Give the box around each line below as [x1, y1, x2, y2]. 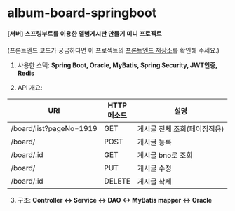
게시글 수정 [137, 163, 172, 173]
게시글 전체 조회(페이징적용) [137, 124, 224, 134]
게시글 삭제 [137, 177, 172, 186]
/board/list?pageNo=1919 [11, 124, 98, 134]
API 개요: [17, 83, 43, 92]
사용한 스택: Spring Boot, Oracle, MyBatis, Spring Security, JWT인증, [17, 61, 217, 69]
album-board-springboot [7, 5, 157, 21]
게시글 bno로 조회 [137, 151, 193, 161]
